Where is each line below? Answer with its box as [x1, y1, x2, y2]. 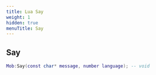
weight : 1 [6, 14, 31, 20]
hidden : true [6, 20, 39, 26]
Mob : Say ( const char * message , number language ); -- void [6, 63, 150, 69]
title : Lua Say [6, 8, 44, 15]
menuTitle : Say [6, 25, 44, 32]
